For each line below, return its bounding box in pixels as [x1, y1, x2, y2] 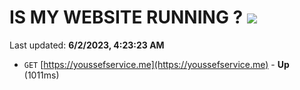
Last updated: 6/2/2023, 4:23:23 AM [9, 39, 165, 51]
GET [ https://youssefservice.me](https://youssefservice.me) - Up [23, 58, 290, 70]
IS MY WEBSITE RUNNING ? [9, 6, 244, 29]
